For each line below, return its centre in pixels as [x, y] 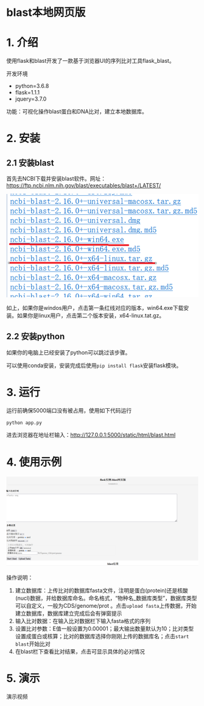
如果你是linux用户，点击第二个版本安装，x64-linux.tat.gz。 [91, 315]
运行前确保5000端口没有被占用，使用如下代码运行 [69, 410]
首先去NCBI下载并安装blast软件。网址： [56, 179]
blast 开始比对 [33, 644]
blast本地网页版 [46, 13]
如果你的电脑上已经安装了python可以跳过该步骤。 [69, 352]
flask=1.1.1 [27, 93]
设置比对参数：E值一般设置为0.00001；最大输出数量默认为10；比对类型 [104, 629]
